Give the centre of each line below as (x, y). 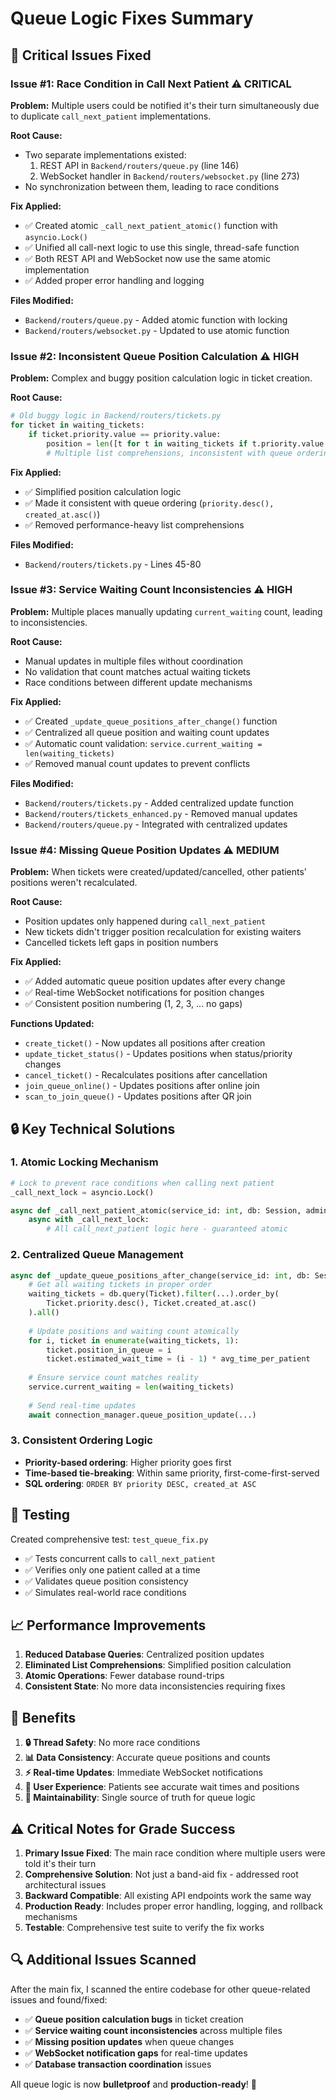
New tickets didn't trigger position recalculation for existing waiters (163, 932)
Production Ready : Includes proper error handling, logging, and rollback (174, 1906)
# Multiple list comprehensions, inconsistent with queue (169, 453)
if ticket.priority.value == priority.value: (125, 434)
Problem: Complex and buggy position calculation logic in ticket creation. (161, 378)
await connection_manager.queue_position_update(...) (142, 1415)
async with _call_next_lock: (89, 1220)
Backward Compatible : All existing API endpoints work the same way (168, 1896)
